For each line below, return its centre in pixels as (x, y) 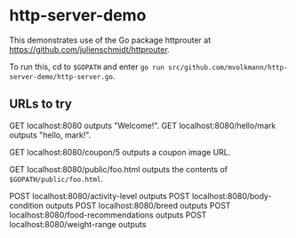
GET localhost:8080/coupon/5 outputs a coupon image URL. (120, 152)
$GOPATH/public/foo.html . (56, 178)
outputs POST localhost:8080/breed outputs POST (138, 205)
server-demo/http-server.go (61, 76)
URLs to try (41, 104)
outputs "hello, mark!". (50, 135)
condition (27, 205)
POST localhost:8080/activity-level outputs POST (100, 195)
